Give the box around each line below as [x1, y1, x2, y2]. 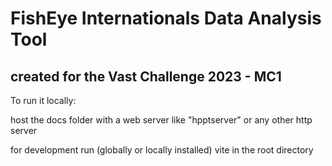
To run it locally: [10, 95, 77, 106]
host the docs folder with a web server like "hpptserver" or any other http [10, 114, 313, 126]
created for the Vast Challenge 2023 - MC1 [10, 68, 282, 85]
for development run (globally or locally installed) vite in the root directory [10, 144, 314, 156]
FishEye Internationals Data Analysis [10, 7, 322, 30]
